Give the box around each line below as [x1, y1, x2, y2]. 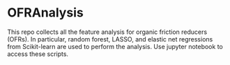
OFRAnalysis [7, 5, 84, 21]
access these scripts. [7, 50, 68, 58]
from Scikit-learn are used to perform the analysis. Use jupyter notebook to [7, 42, 223, 50]
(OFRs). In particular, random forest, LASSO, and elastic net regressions [7, 35, 213, 43]
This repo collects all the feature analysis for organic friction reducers [7, 28, 208, 36]
